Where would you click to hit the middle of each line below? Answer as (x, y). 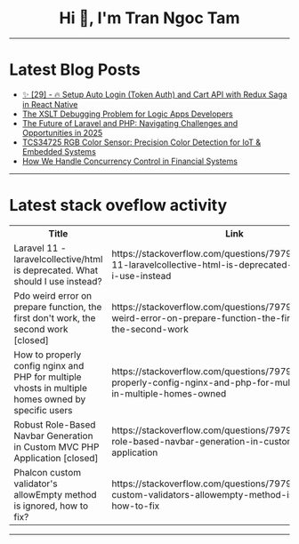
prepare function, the (58, 307)
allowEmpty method (55, 494)
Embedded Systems (59, 151)
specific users (43, 410)
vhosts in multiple (50, 388)
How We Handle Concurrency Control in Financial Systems (130, 161)
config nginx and (49, 365)
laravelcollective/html (58, 259)
